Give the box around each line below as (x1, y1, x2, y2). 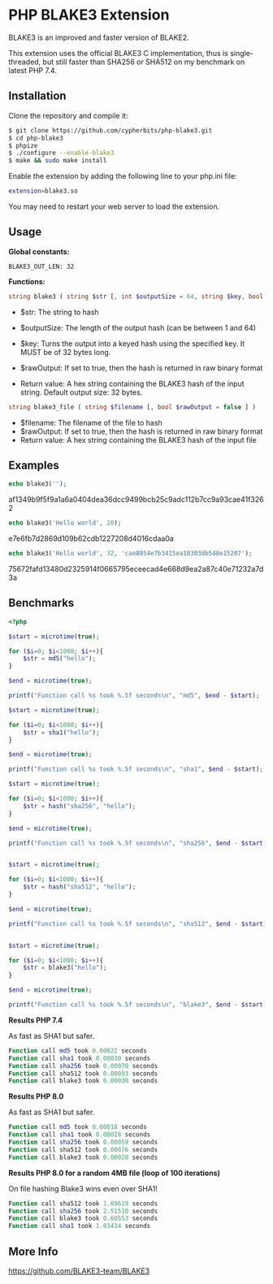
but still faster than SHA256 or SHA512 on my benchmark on (42, 57, 245, 67)
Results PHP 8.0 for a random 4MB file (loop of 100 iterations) (8, 1168, 221, 1178)
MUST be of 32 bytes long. (19, 347, 111, 357)
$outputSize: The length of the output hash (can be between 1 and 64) (19, 322, 257, 332)
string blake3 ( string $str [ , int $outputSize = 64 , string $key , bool (8, 292, 264, 300)
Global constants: (8, 246, 71, 257)
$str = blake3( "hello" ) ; (23, 964, 107, 972)
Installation (8, 89, 67, 103)
